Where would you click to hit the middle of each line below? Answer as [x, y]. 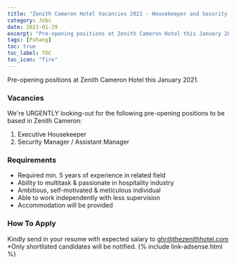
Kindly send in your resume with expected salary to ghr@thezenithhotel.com [118, 239]
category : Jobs [29, 20]
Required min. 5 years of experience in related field [92, 175]
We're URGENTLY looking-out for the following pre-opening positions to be [116, 113]
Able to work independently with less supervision [88, 198]
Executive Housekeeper [52, 134]
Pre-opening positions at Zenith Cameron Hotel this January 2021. [103, 80]
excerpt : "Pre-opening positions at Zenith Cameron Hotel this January [114, 33]
